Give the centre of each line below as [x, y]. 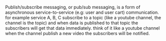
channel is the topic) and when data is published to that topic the [72, 23]
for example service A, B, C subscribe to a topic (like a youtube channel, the [83, 18]
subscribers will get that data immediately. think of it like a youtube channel [83, 28]
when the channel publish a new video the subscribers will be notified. [78, 33]
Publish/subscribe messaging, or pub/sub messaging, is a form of [73, 7]
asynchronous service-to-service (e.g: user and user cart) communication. [82, 12]
